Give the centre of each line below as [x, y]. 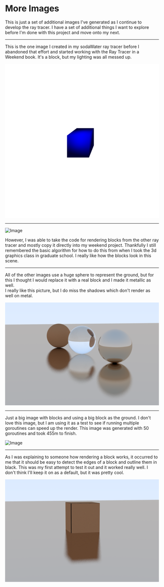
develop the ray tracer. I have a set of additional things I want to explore [77, 27]
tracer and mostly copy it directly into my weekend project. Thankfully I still [81, 245]
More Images [32, 9]
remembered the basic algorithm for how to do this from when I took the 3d [81, 250]
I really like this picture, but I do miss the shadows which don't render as [78, 290]
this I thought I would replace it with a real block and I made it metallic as [78, 280]
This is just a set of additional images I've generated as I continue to [73, 22]
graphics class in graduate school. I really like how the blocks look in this [78, 256]
